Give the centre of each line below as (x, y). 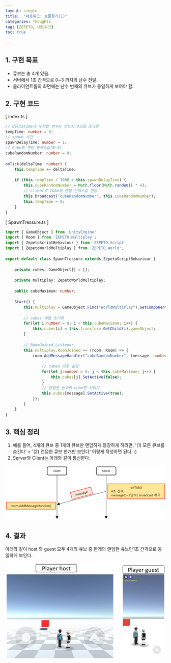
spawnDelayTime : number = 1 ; (36, 143)
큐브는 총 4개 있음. (31, 73)
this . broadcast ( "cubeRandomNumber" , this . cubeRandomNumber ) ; (90, 196)
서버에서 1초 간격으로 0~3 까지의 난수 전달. (55, 79)
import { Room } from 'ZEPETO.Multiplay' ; (51, 237)
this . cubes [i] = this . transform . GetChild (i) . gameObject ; (94, 329)
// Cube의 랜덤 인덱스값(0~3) (34, 148)
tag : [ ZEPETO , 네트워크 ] (30, 27)
